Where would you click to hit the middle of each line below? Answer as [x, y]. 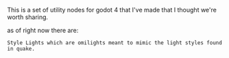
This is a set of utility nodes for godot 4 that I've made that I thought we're [112, 10]
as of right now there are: [43, 30]
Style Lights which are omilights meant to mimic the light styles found [115, 43]
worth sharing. [28, 17]
